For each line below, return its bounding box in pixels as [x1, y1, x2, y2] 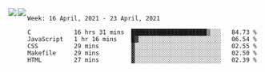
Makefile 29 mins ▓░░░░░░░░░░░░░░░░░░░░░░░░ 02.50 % [27, 49, 258, 57]
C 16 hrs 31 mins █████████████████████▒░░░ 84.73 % [27, 28, 258, 36]
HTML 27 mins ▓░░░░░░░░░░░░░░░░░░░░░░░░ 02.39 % [27, 56, 258, 64]
